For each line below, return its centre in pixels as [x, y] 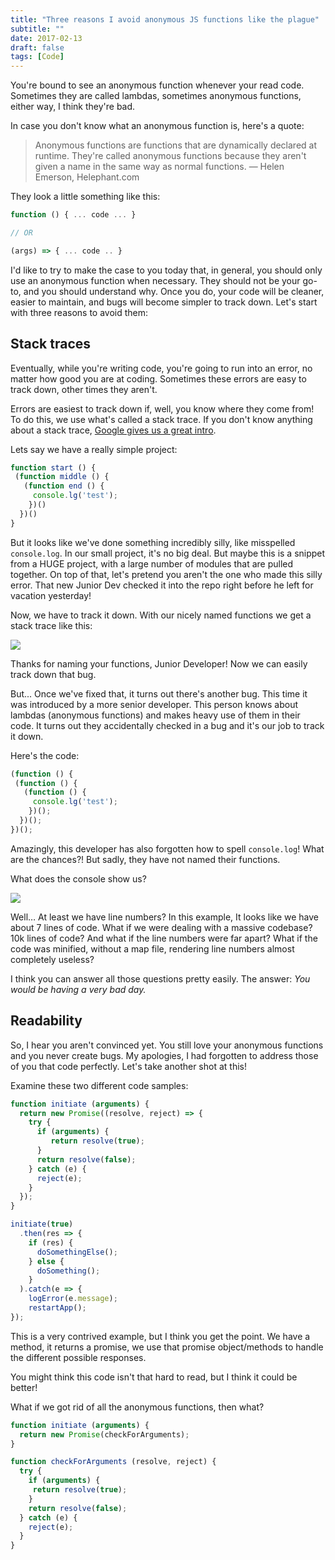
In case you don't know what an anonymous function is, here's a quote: [157, 126]
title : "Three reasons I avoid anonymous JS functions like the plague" [165, 19]
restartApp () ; [57, 1308]
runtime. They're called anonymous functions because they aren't [170, 156]
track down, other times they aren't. [84, 389]
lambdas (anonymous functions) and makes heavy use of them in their [155, 715]
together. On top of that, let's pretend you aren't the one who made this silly [166, 574]
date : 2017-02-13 [46, 38]
